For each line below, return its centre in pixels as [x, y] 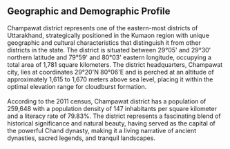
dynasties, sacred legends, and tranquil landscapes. [81, 138]
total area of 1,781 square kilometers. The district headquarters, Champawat [115, 64]
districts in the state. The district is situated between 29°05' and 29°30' [109, 50]
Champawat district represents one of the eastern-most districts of [103, 28]
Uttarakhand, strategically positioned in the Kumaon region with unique [108, 35]
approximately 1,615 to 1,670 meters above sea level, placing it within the [110, 79]
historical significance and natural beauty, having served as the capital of [111, 123]
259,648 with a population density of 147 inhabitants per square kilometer [112, 108]
